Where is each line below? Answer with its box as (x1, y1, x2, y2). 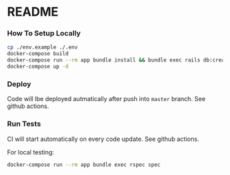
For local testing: (7, 148, 55, 156)
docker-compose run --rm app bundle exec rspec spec (7, 161, 161, 168)
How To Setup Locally (7, 29, 81, 38)
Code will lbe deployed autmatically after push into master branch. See (7, 95, 206, 103)
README (7, 4, 59, 20)
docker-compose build (7, 51, 69, 57)
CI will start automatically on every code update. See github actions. (7, 135, 200, 143)
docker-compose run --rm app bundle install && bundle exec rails (7, 57, 201, 64)
